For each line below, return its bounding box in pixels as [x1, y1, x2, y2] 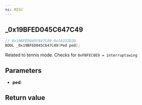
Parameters [5, 66, 42, 74]
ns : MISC [5, 7, 23, 12]
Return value [5, 94, 45, 102]
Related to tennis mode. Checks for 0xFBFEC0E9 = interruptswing [5, 52, 138, 58]
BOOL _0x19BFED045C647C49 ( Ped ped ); [5, 43, 80, 48]
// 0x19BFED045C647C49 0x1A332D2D [5, 38, 76, 43]
